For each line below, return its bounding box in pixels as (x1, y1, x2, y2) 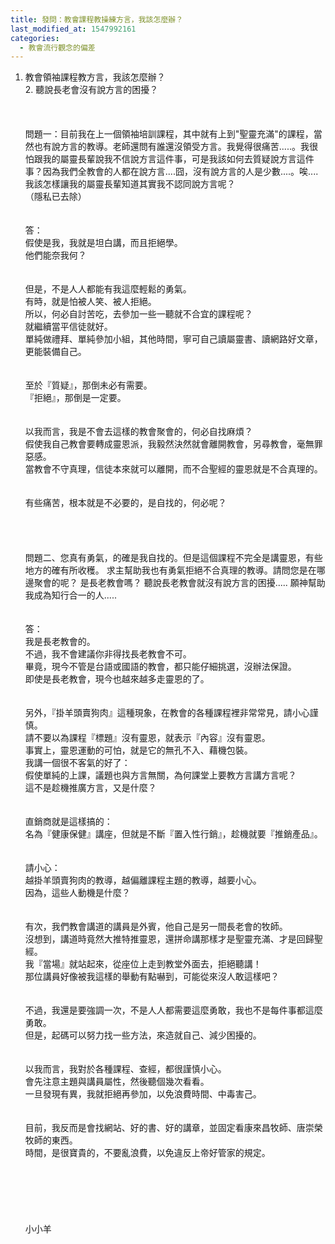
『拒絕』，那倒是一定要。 (24, 392, 127, 404)
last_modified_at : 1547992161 (10, 24, 137, 34)
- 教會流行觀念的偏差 (19, 42, 96, 53)
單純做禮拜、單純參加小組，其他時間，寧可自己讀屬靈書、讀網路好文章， (24, 333, 323, 345)
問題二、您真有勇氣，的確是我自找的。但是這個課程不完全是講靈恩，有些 (24, 552, 323, 564)
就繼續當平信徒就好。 (24, 321, 113, 333)
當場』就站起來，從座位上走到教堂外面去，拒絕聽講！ (42, 958, 262, 970)
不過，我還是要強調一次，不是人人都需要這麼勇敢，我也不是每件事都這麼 (24, 1004, 323, 1016)
